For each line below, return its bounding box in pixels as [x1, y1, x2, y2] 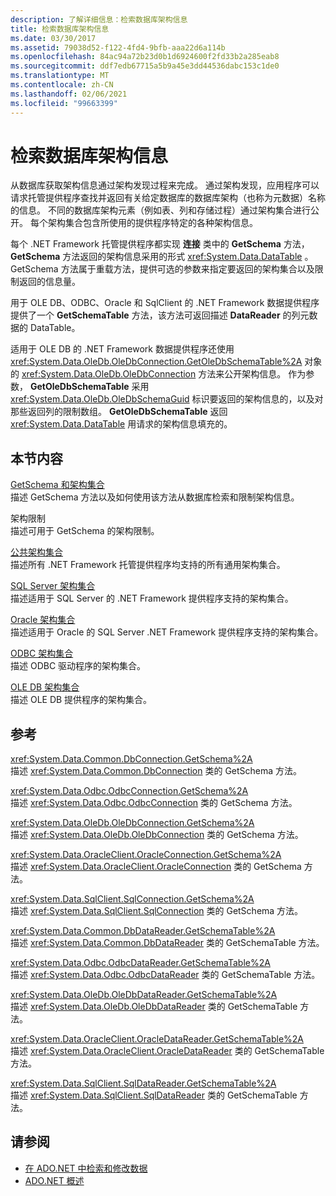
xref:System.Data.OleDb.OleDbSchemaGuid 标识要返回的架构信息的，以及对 [10, 393, 324, 405]
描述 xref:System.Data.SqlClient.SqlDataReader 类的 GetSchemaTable [10, 1089, 298, 1101]
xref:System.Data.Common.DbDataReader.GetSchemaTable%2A [10, 925, 276, 937]
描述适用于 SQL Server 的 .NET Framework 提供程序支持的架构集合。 [10, 592, 294, 605]
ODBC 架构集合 [10, 647, 74, 660]
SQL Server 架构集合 [10, 580, 96, 592]
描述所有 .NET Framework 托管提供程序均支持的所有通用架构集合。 [10, 559, 286, 571]
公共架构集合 [10, 546, 63, 558]
